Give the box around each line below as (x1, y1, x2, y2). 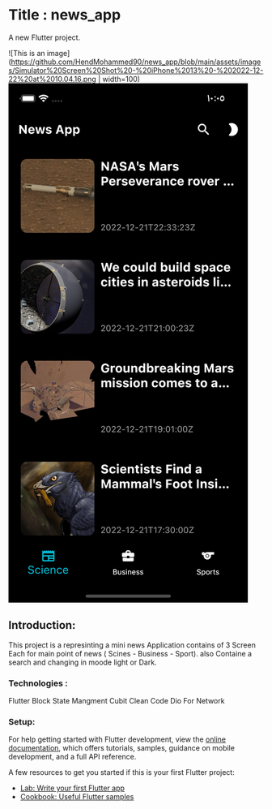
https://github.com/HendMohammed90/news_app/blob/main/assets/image (11, 57, 261, 67)
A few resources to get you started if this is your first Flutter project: (8, 768, 235, 777)
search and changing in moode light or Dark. (8, 657, 157, 667)
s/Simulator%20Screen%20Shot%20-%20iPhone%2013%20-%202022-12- (8, 65, 264, 75)
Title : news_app (8, 6, 121, 24)
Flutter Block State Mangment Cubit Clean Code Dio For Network (8, 696, 225, 706)
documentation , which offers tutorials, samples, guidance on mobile (8, 743, 235, 753)
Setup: (8, 716, 36, 727)
